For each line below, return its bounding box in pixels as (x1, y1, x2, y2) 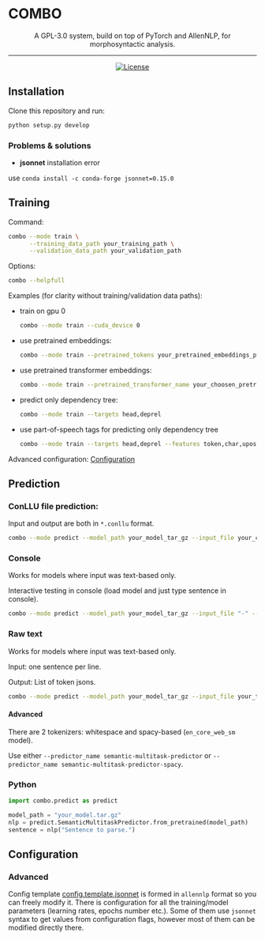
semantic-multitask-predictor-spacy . (61, 759, 184, 768)
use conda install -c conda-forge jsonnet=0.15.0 (8, 173, 174, 183)
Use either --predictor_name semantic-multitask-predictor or (8, 750, 211, 760)
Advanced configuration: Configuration (8, 454, 136, 463)
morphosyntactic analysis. (89, 39, 176, 48)
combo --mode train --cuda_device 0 (19, 322, 140, 330)
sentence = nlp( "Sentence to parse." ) (8, 825, 136, 834)
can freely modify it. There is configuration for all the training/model (8, 898, 229, 908)
